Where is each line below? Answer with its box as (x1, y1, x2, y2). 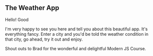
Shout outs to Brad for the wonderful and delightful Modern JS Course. (5, 45, 146, 51)
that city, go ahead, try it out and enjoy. (5, 36, 83, 42)
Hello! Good (5, 16, 29, 22)
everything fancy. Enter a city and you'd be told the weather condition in (5, 31, 149, 37)
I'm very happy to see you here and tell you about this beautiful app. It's (5, 26, 148, 32)
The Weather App (5, 4, 59, 12)
